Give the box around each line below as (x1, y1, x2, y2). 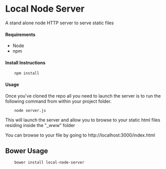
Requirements (5, 31, 36, 37)
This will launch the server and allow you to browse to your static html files (5, 117, 160, 123)
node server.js (14, 108, 46, 113)
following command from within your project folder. (5, 98, 112, 104)
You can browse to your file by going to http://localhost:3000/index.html (5, 132, 155, 138)
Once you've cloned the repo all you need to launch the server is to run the (5, 93, 161, 99)
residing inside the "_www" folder (5, 122, 76, 128)
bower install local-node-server (14, 160, 85, 165)
